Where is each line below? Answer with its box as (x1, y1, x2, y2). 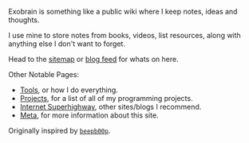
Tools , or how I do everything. (19, 85, 118, 95)
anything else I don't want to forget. (8, 39, 126, 48)
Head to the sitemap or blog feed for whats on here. (8, 55, 179, 64)
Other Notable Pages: (8, 70, 80, 79)
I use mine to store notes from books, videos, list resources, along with (8, 31, 241, 40)
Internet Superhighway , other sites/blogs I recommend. (19, 102, 202, 111)
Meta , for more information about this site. (19, 110, 159, 120)
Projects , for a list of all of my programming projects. (19, 94, 193, 102)
